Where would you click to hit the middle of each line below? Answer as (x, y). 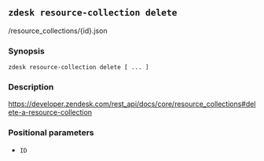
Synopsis (26, 51)
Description (31, 87)
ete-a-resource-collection (50, 112)
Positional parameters (51, 133)
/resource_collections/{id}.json (58, 31)
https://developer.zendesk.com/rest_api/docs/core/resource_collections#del (132, 104)
